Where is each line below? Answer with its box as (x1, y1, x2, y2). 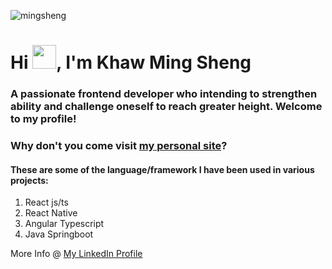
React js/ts (24, 196, 69, 209)
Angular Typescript (24, 218, 105, 230)
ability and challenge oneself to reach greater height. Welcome (10, 100, 323, 114)
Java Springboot (24, 228, 94, 240)
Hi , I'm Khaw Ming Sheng (10, 51, 252, 74)
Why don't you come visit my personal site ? (10, 139, 228, 153)
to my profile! (10, 112, 77, 126)
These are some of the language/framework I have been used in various (10, 163, 315, 175)
